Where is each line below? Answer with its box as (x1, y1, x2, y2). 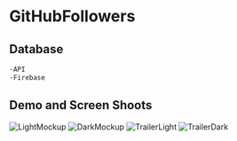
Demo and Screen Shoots (9, 98, 153, 113)
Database (9, 42, 64, 57)
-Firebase (9, 73, 46, 82)
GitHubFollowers (9, 6, 136, 27)
